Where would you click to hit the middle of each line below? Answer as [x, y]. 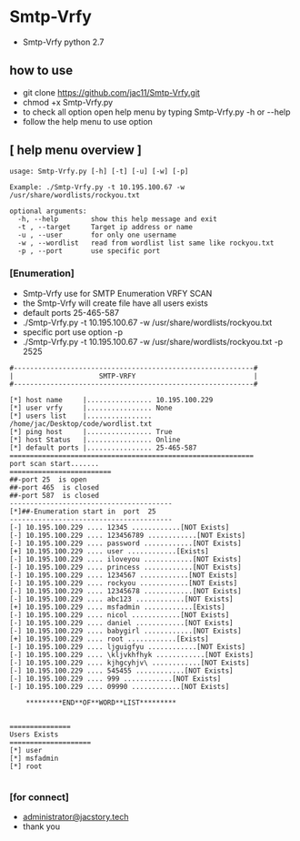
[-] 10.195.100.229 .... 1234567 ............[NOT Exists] [124, 575]
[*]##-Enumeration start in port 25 [83, 512]
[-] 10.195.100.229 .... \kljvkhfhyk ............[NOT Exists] [132, 654]
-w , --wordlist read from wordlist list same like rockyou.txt [146, 243]
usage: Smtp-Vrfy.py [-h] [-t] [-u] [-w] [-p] [99, 171]
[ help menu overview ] [76, 151]
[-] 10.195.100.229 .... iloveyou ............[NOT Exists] [126, 559]
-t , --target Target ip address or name [105, 227]
